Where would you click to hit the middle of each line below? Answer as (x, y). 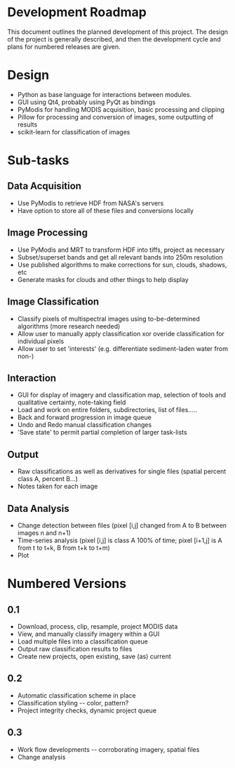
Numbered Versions (67, 584)
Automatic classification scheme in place (76, 695)
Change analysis (41, 757)
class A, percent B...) (48, 479)
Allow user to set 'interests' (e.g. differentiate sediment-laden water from (122, 348)
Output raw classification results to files (75, 648)
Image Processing (47, 233)
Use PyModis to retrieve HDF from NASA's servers (90, 203)
